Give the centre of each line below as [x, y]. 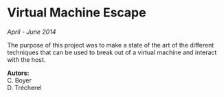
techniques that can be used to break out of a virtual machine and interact [112, 52]
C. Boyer [20, 80]
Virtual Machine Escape [77, 13]
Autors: [18, 73]
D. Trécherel [24, 87]
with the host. [26, 59]
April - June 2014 [32, 32]
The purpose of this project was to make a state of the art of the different [111, 45]
